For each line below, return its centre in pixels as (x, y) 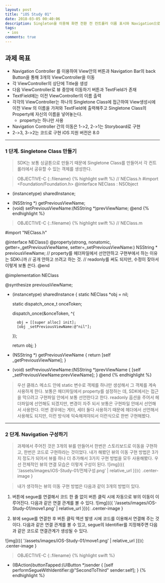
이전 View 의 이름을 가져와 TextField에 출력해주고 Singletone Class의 (79, 108)
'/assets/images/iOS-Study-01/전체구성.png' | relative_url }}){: (79, 471)
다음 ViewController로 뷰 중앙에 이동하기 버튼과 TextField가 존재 (74, 90)
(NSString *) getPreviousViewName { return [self (61, 355)
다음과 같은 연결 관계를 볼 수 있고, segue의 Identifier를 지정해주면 (86, 525)
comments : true (21, 37)
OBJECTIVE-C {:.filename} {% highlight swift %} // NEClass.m (80, 223)
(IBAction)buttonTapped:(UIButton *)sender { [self (63, 565)
